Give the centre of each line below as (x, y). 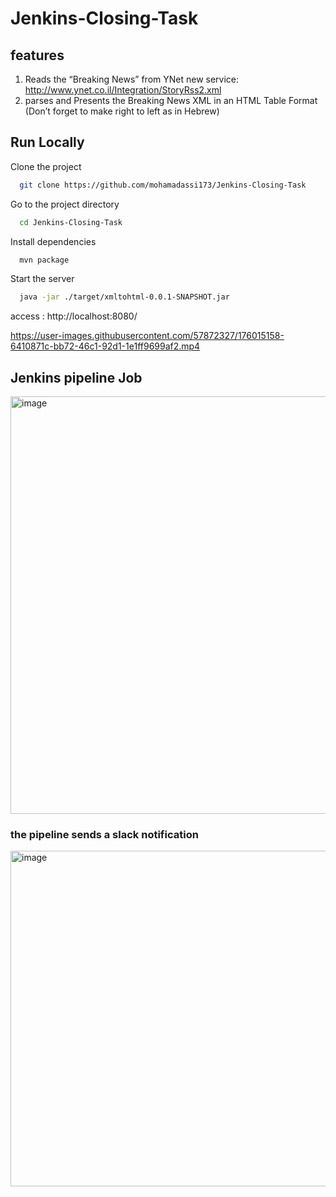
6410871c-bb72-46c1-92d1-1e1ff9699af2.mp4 (105, 346)
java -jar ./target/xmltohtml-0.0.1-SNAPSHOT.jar (124, 297)
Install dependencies (53, 241)
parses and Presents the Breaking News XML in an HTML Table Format (171, 100)
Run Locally (47, 142)
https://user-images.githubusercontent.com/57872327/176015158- (147, 336)
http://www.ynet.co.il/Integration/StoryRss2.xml (123, 90)
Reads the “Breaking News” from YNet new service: (132, 79)
